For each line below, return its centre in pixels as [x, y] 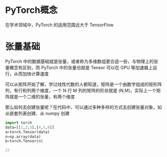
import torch [19, 123]
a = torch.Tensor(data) [28, 132]
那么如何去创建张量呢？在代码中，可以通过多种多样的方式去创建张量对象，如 [83, 107]
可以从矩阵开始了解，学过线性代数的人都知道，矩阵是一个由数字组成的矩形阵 [83, 84]
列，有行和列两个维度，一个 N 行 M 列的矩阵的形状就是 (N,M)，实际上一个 [81, 90]
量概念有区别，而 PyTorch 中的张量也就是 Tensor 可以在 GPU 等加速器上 [79, 67]
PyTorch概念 [32, 10]
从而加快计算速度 [31, 74]
